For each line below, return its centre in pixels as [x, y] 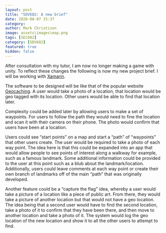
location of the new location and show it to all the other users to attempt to [82, 221]
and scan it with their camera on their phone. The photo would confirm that [82, 122]
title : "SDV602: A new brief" [37, 14]
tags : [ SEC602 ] [21, 38]
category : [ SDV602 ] [25, 42]
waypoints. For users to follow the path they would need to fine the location [83, 116]
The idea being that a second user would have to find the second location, [82, 205]
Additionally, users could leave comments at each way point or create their [82, 169]
